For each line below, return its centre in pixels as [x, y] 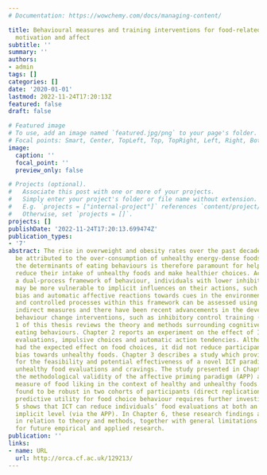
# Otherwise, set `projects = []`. [71, 214]
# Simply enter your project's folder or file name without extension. [133, 200]
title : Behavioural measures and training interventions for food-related [135, 30]
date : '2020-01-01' [41, 89]
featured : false [35, 104]
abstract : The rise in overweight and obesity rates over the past [122, 251]
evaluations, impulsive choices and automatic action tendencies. [128, 340]
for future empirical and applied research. [90, 429]
